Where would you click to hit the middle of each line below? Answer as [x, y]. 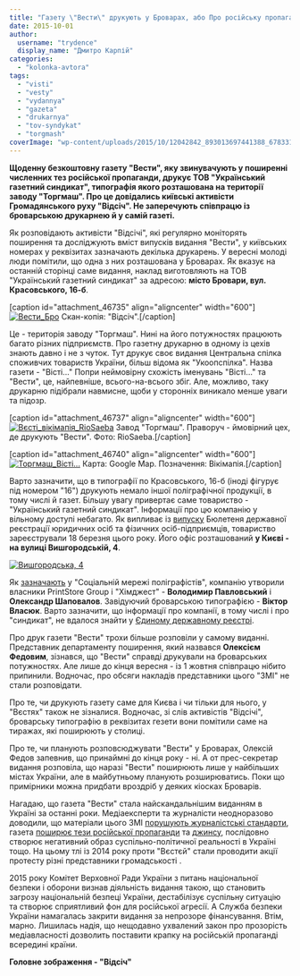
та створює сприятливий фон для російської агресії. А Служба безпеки [146, 906]
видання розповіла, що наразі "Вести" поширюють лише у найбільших [144, 767]
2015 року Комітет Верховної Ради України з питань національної [134, 878]
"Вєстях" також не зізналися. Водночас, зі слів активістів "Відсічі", [136, 711]
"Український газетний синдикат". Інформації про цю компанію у [133, 509]
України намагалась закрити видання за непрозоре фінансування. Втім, [146, 916]
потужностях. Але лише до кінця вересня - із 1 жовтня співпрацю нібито [148, 666]
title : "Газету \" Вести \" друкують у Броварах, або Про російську [135, 17]
